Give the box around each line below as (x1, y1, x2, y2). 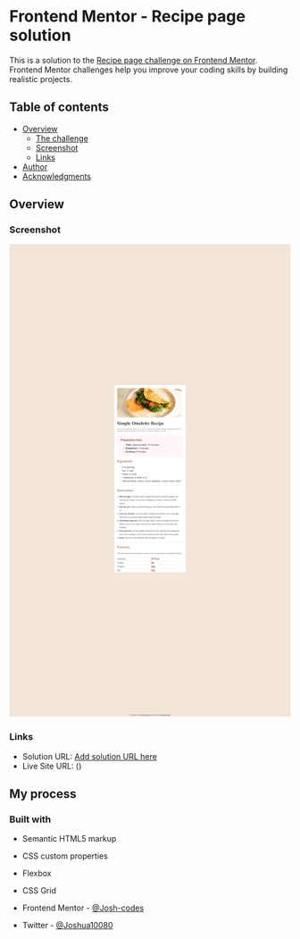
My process (9, 786, 77, 801)
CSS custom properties (21, 851, 109, 861)
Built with (9, 813, 52, 826)
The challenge (35, 132, 89, 144)
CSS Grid (21, 885, 56, 896)
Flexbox (21, 868, 52, 879)
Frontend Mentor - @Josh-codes (21, 902, 145, 913)
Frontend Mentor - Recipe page (9, 6, 246, 27)
